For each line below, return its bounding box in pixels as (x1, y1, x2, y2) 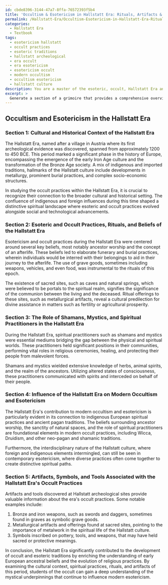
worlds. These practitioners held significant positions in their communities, (5, 342, 159, 348)
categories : (5, 21, 30, 26)
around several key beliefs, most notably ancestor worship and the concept (5, 244, 161, 250)
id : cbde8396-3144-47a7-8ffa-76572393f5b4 (5, 7, 95, 12)
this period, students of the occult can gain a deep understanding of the (5, 568, 153, 575)
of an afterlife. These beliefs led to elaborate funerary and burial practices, (5, 249, 159, 255)
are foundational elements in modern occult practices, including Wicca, (5, 429, 152, 435)
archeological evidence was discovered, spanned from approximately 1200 (5, 145, 160, 151)
